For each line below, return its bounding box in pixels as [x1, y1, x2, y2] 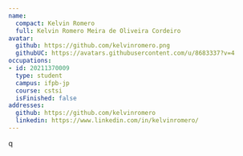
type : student [15, 72, 63, 80]
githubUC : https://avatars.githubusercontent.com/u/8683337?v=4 [15, 49, 235, 57]
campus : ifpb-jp [15, 79, 70, 87]
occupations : [8, 57, 52, 65]
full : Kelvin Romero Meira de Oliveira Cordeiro [15, 27, 181, 35]
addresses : [8, 101, 45, 109]
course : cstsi [15, 86, 63, 95]
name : [8, 11, 26, 20]
